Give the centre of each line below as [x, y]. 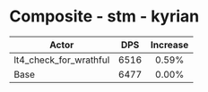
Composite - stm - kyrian [104, 17]
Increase [170, 45]
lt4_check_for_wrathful [62, 60]
